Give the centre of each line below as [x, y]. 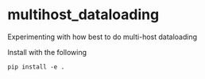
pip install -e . [36, 67]
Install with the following [47, 52]
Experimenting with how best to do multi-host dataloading [102, 37]
